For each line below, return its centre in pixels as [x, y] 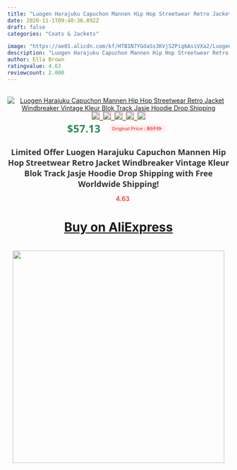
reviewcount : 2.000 [36, 73]
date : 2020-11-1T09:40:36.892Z [53, 21]
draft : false [26, 27]
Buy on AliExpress [119, 228]
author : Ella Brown [36, 60]
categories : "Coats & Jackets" [53, 34]
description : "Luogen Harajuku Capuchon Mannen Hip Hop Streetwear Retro [118, 53]
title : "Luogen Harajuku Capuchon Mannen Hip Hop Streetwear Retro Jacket [120, 14]
